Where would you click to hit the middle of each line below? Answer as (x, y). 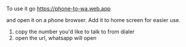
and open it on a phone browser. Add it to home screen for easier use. (94, 20)
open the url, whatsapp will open (56, 38)
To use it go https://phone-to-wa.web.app (59, 9)
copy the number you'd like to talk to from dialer (75, 32)
